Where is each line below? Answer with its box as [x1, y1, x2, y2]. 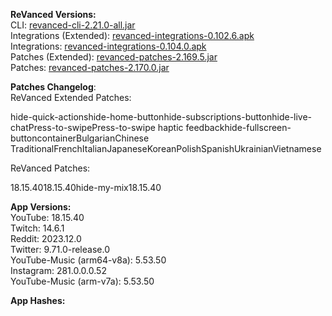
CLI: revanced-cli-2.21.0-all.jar [10, 19, 136, 31]
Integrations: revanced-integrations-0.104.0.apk [10, 40, 207, 52]
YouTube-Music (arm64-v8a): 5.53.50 [10, 254, 167, 266]
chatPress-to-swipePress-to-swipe [10, 122, 156, 133]
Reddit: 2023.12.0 [10, 233, 82, 244]
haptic [157, 122, 184, 133]
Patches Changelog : [10, 81, 97, 93]
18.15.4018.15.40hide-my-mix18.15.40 [10, 182, 162, 193]
